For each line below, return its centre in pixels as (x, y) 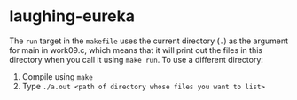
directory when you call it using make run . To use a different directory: (137, 59)
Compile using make (57, 76)
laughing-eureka (72, 16)
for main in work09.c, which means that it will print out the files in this (136, 50)
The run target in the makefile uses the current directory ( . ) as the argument (149, 41)
